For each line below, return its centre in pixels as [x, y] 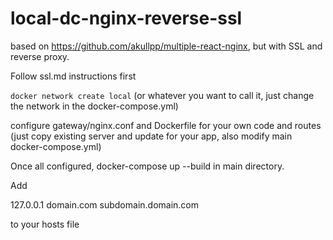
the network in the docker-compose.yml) [94, 106]
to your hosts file [45, 224]
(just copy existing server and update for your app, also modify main [151, 136]
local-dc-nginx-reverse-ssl [126, 18]
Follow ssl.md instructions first [73, 76]
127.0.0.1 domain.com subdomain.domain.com [105, 204]
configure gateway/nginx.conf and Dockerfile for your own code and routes [166, 125]
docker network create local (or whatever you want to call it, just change [162, 95]
